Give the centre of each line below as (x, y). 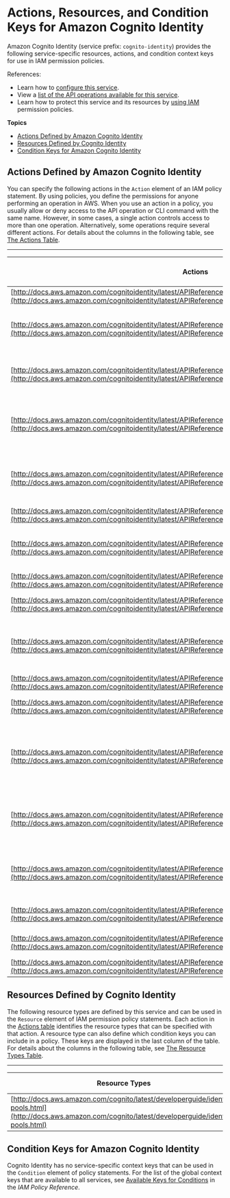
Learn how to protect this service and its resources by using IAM (108, 102)
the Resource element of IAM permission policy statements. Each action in (111, 1019)
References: (24, 74)
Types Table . (25, 1055)
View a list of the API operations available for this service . (98, 95)
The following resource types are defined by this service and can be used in (115, 1011)
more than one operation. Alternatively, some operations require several (108, 225)
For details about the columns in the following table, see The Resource (106, 1048)
